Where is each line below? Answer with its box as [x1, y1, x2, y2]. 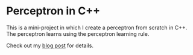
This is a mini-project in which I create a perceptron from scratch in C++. [6, 24, 188, 31]
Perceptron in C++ [6, 4, 101, 18]
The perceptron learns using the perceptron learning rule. [6, 30, 150, 37]
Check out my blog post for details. [6, 42, 93, 49]
